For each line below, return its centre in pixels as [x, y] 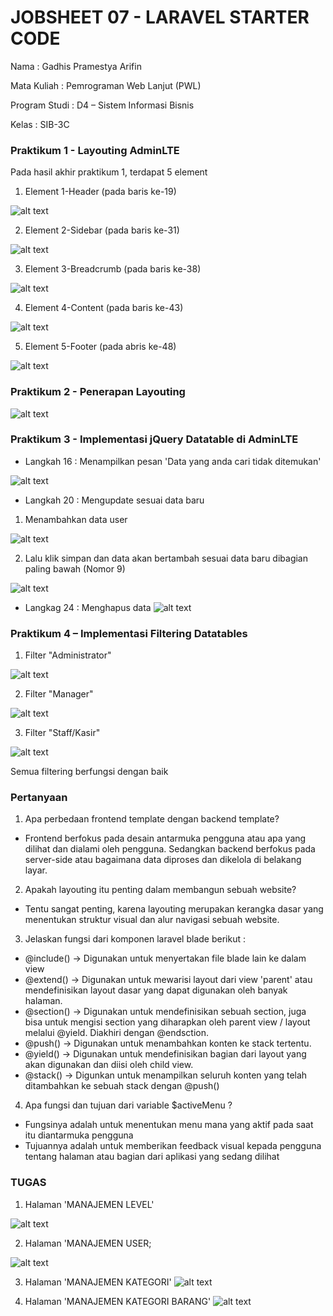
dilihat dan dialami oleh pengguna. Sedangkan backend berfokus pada [170, 849]
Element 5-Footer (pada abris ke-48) [100, 347]
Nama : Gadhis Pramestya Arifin [76, 66]
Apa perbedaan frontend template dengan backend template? [152, 819]
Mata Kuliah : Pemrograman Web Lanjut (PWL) [106, 85]
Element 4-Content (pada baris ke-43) [104, 308]
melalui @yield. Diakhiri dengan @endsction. [117, 1033]
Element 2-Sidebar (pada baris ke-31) [102, 230]
